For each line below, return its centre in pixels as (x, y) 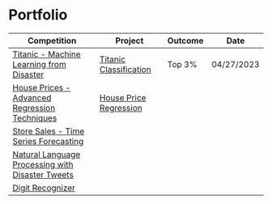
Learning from (39, 64)
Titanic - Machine (47, 54)
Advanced (32, 97)
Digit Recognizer (44, 188)
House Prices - (42, 87)
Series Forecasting (48, 141)
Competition (52, 40)
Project (130, 40)
